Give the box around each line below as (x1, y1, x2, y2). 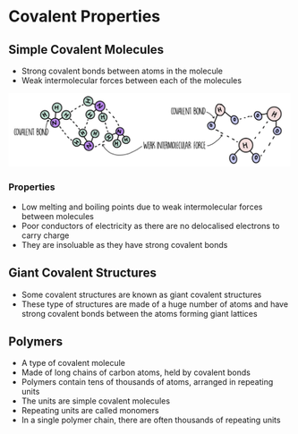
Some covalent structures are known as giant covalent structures (21, 289, 262, 300)
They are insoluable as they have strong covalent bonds (21, 239, 228, 250)
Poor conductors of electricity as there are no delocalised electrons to (21, 220, 280, 231)
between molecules (21, 210, 95, 221)
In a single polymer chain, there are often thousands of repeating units (21, 414, 281, 426)
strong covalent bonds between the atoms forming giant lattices (21, 308, 258, 319)
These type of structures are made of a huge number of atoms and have (21, 298, 288, 310)
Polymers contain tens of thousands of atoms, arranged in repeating (21, 377, 274, 387)
